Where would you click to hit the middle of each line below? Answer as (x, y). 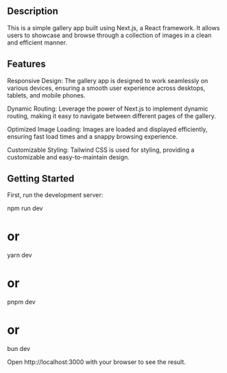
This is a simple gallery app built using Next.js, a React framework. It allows (113, 27)
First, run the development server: (55, 195)
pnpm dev (21, 302)
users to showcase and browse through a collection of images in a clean (109, 35)
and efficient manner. (37, 42)
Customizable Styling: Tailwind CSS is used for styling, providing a (101, 150)
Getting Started (41, 179)
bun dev (19, 349)
